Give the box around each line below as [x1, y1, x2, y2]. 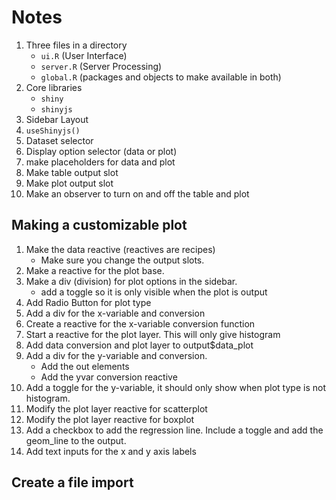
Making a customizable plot [11, 217, 188, 234]
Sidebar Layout [25, 113, 89, 125]
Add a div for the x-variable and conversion [25, 307, 206, 319]
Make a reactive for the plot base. [25, 264, 165, 276]
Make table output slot [25, 166, 119, 178]
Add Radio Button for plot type [25, 296, 152, 308]
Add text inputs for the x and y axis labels [25, 445, 197, 457]
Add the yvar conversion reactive [40, 371, 178, 383]
